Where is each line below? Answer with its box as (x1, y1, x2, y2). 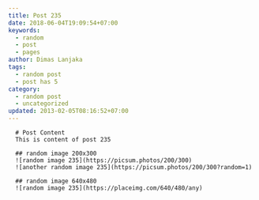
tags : (8, 63, 26, 71)
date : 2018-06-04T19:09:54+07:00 (8, 19, 118, 27)
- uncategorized (15, 100, 69, 108)
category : (8, 85, 41, 93)
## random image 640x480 (15, 177, 97, 185)
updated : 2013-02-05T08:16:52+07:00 (8, 108, 129, 115)
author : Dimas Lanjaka (8, 56, 83, 64)
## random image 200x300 (15, 149, 97, 157)
